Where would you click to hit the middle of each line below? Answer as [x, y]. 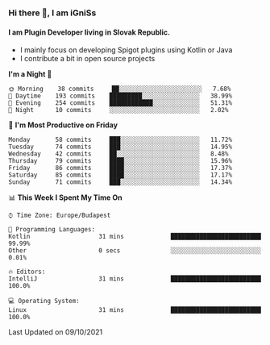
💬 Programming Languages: [52, 230]
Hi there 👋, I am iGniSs [52, 13]
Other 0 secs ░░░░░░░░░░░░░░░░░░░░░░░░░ [135, 251]
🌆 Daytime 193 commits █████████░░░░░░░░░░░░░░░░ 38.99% [120, 96]
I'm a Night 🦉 [30, 74]
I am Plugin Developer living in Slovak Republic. [89, 32]
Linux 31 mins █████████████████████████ [135, 310]
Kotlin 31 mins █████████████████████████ [135, 237]
